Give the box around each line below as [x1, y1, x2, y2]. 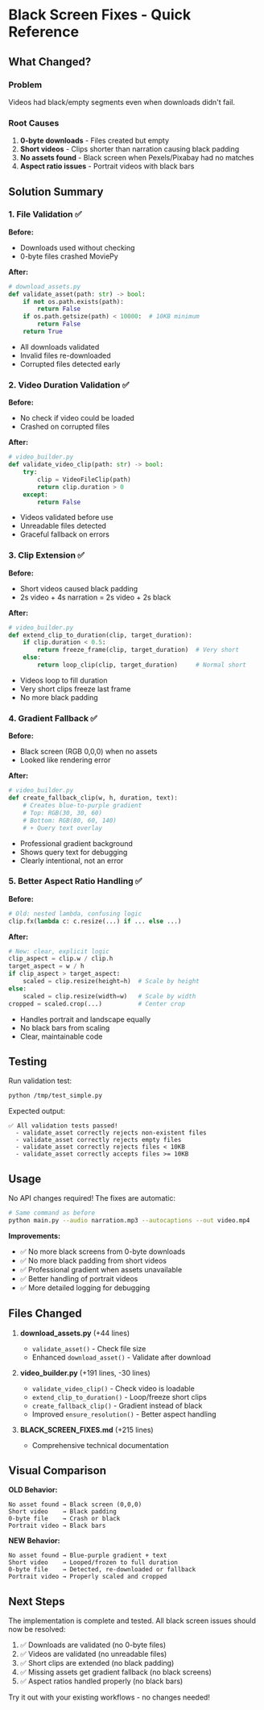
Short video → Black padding [8, 1508, 117, 1516]
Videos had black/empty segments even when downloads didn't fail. [8, 97, 236, 106]
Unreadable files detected [19, 521, 107, 531]
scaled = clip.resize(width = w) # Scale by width [23, 992, 196, 1000]
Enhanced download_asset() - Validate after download [31, 1352, 211, 1362]
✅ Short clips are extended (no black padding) [19, 1658, 175, 1668]
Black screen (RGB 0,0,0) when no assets [19, 747, 158, 757]
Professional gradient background [19, 838, 133, 848]
